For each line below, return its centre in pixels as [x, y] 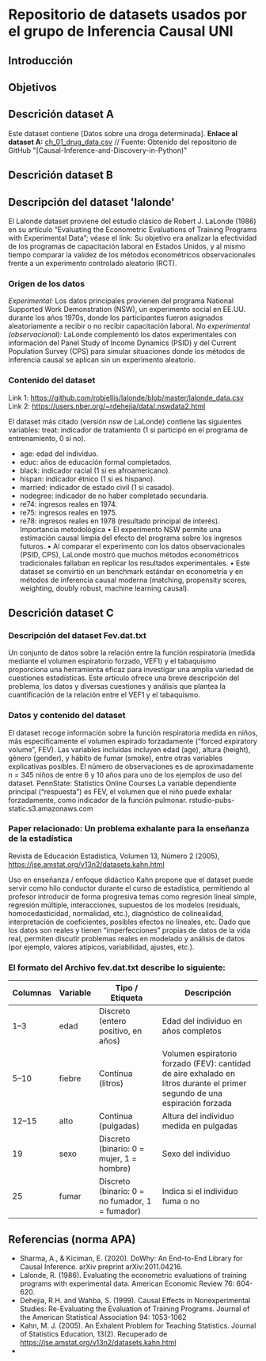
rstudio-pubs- [212, 800]
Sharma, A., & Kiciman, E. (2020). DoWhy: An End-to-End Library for [131, 1258]
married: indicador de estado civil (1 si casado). [97, 487]
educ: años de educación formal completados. [96, 462]
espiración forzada [197, 1104]
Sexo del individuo [196, 1154]
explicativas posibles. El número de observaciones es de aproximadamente [131, 766]
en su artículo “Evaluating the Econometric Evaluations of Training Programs [133, 229]
